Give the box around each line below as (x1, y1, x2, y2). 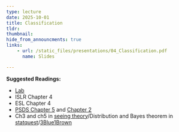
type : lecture (6, 8, 42, 15)
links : (6, 43, 23, 49)
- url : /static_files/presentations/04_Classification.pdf (17, 48, 168, 54)
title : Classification (6, 20, 63, 26)
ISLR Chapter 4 (14, 93, 53, 100)
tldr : (6, 25, 20, 32)
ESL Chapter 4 (14, 100, 51, 107)
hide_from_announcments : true (6, 37, 82, 43)
